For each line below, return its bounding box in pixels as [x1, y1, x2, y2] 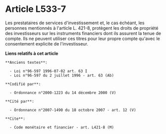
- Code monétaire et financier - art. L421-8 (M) [9, 125, 114, 130]
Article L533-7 [5, 3, 66, 15]
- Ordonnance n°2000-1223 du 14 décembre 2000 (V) [9, 90, 116, 95]
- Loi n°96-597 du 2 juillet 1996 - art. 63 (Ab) [9, 73, 114, 78]
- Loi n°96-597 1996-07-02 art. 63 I [9, 68, 88, 74]
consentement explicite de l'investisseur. [5, 41, 88, 46]
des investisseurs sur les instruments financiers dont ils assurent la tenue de [5, 30, 161, 36]
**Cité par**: [5, 99, 35, 104]
